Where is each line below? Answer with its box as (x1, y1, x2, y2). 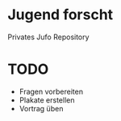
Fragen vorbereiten (19, 87, 84, 96)
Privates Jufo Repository (7, 32, 90, 42)
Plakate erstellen (19, 95, 75, 105)
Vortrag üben (19, 103, 64, 113)
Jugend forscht (7, 6, 114, 24)
